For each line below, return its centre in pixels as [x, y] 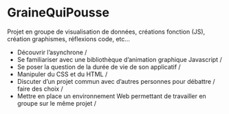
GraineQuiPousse [58, 13]
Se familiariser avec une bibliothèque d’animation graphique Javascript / [119, 59]
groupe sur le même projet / [57, 103]
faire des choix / [40, 89]
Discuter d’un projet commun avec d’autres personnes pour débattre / [116, 81]
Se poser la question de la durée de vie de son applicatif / [99, 67]
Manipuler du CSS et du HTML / [62, 74]
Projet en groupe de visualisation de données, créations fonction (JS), [106, 32]
